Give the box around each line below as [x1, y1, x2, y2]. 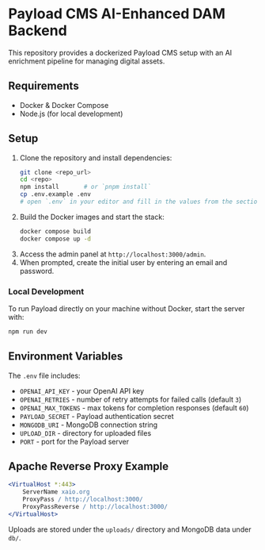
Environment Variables [8, 350, 123, 363]
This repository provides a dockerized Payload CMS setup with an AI [8, 48, 233, 57]
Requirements [8, 79, 79, 93]
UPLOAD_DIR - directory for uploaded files [19, 428, 152, 437]
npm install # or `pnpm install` [19, 183, 152, 191]
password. [19, 266, 55, 275]
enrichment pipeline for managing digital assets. [8, 56, 165, 66]
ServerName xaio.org [22, 488, 90, 496]
